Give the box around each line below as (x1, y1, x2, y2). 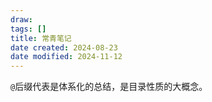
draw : (10, 14, 33, 25)
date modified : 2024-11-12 (10, 52, 123, 62)
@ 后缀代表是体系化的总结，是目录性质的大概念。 (10, 81, 208, 93)
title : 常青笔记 (10, 33, 72, 43)
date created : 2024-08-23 (10, 42, 118, 53)
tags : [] (10, 24, 47, 34)
